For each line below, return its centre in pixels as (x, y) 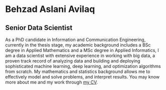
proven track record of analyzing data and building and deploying (73, 61)
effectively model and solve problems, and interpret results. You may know (82, 77)
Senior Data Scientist (39, 28)
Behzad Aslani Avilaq (50, 9)
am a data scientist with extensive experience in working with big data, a (80, 55)
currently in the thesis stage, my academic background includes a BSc (78, 45)
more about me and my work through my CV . (51, 82)
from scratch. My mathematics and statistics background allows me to (78, 71)
